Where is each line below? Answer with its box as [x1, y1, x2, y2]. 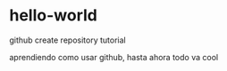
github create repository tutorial [9, 35, 127, 45]
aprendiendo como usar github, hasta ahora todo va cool [9, 51, 219, 62]
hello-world [9, 5, 98, 26]
